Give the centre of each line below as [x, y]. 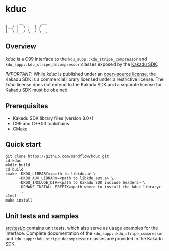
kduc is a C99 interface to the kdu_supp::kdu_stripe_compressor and [76, 59]
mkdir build [18, 165]
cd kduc [13, 161]
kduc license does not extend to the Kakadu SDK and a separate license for [84, 84]
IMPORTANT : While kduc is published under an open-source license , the [81, 74]
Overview [21, 47]
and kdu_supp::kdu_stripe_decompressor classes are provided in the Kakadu [84, 239]
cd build [14, 170]
